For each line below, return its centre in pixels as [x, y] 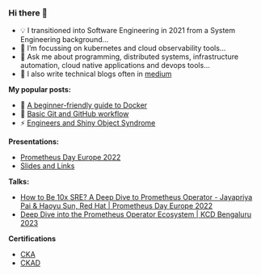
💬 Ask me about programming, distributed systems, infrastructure [129, 57]
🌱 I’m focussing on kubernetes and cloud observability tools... [123, 49]
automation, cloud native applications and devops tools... [115, 66]
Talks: [19, 182]
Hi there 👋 [28, 13]
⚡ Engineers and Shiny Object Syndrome [88, 123]
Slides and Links [47, 166]
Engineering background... [64, 40]
